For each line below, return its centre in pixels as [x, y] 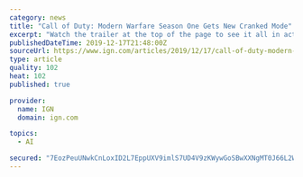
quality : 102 [34, 68]
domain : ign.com [48, 118]
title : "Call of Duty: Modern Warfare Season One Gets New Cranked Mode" [151, 26]
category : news [38, 18]
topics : [24, 134]
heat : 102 [28, 76]
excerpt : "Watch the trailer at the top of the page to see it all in [145, 34]
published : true [40, 84]
